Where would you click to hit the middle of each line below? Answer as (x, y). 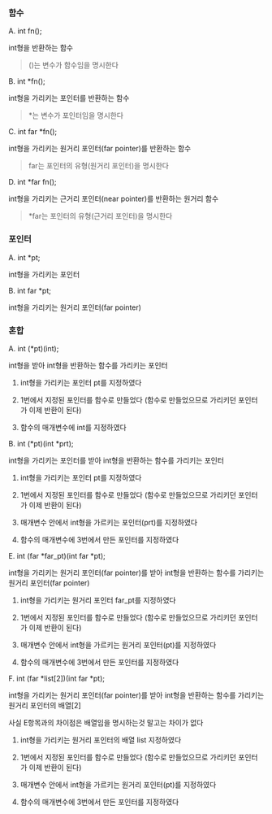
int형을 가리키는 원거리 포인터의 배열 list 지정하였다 (101, 740)
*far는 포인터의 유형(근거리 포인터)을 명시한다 (100, 216)
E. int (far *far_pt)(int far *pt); (57, 555)
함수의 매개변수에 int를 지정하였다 (73, 427)
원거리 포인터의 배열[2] (45, 705)
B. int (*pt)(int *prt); (41, 443)
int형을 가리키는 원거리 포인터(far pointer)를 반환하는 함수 (100, 149)
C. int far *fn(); (33, 132)
